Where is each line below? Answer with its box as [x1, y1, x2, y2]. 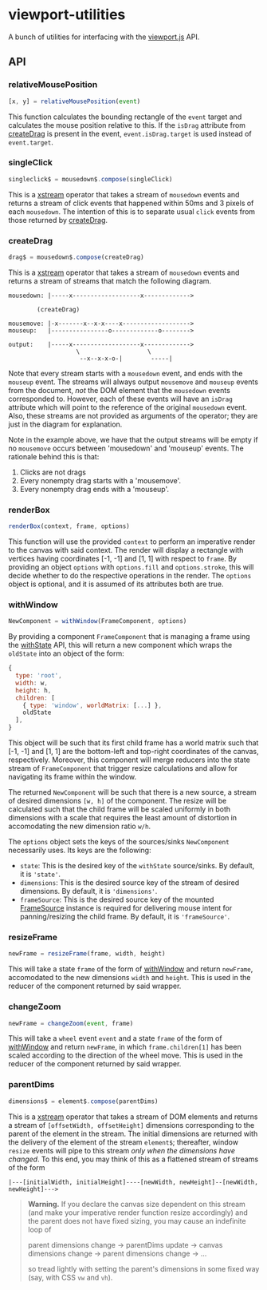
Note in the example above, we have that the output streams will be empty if [8, 435, 258, 444]
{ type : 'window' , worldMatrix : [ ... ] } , [22, 701, 162, 709]
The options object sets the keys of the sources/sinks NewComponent [8, 837, 230, 847]
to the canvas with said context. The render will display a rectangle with [8, 546, 244, 555]
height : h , [15, 686, 52, 694]
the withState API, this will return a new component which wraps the [8, 641, 233, 650]
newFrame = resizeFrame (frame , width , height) [8, 950, 166, 958]
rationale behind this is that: [8, 451, 100, 461]
